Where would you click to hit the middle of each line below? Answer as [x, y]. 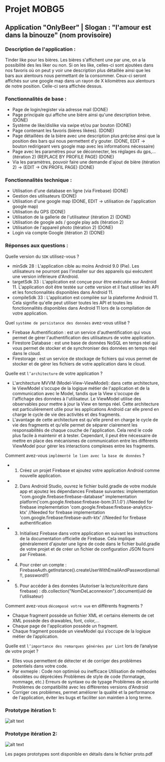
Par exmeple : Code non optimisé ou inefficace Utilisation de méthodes [84, 671]
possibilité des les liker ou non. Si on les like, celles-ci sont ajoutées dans [79, 65]
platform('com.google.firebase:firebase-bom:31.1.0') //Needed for [86, 502]
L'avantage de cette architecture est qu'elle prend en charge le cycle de [85, 420]
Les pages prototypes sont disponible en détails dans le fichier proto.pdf [79, 754]
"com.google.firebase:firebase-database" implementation [78, 496]
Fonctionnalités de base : [36, 99]
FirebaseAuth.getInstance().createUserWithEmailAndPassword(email [89, 570]
